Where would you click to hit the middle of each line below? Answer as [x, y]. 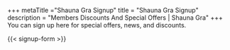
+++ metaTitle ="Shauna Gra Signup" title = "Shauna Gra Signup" [103, 10]
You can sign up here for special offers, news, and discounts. [97, 25]
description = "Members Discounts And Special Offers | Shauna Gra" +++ [115, 18]
